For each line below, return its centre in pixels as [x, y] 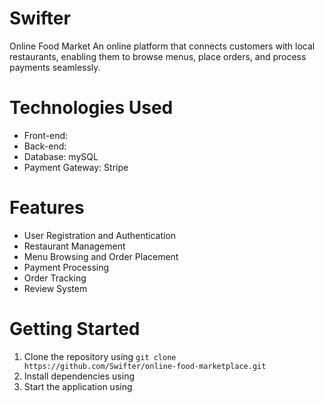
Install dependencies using [79, 376]
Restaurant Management [74, 246]
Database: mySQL [61, 156]
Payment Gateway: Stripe [76, 167]
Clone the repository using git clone [100, 356]
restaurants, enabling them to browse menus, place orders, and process [158, 56]
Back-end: [45, 146]
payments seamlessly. [55, 67]
